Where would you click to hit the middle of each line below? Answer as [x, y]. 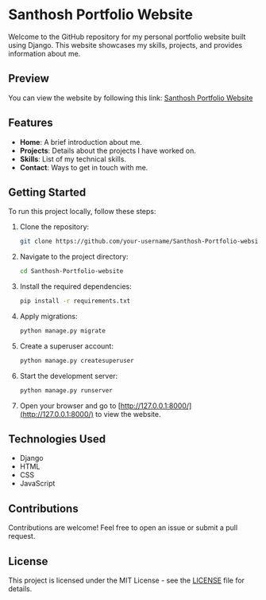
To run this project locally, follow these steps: [82, 212]
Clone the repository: [54, 227]
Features [31, 123]
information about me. [44, 53]
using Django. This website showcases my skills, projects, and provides [125, 45]
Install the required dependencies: [76, 286]
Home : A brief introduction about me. [81, 142]
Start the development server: [69, 376]
